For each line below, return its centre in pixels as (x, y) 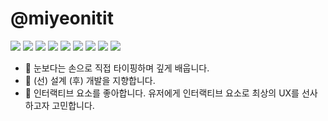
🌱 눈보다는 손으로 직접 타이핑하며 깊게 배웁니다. (117, 68)
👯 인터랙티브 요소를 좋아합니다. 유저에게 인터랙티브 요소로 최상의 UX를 (162, 93)
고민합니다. (73, 105)
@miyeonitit (62, 18)
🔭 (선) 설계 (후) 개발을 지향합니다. (90, 80)
